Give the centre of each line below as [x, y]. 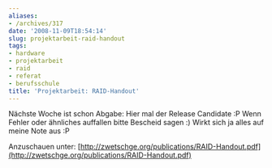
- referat [25, 76]
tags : [17, 46]
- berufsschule [34, 83]
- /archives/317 [36, 23]
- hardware [27, 53]
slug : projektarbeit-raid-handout [67, 38]
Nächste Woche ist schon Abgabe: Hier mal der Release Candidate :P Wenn [135, 114]
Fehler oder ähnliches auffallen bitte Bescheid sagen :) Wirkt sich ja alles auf [136, 123]
